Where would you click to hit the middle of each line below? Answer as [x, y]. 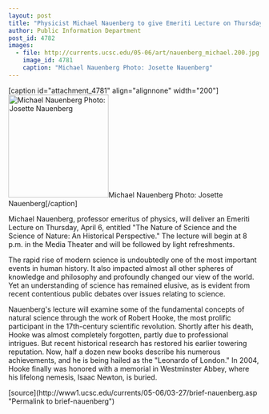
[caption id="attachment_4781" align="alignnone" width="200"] [113, 90]
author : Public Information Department [75, 30]
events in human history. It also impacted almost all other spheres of [121, 268]
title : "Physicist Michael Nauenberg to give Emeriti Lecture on [119, 23]
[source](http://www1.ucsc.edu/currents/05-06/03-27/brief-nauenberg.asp [133, 392]
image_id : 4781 [48, 61]
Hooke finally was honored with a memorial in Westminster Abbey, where [129, 368]
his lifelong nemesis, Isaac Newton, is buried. [83, 377]
